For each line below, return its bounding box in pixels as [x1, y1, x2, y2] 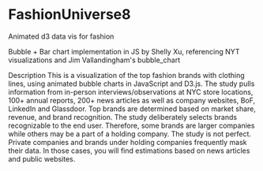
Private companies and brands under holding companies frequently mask [8, 137, 247, 147]
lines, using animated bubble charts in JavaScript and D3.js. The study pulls [8, 79, 255, 88]
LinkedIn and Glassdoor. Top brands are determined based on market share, [8, 104, 257, 113]
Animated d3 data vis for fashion [8, 32, 115, 41]
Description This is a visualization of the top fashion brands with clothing [8, 70, 245, 80]
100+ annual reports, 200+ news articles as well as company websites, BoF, [8, 95, 256, 105]
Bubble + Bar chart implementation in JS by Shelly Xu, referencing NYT [8, 46, 240, 56]
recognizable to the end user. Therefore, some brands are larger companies [8, 121, 255, 130]
